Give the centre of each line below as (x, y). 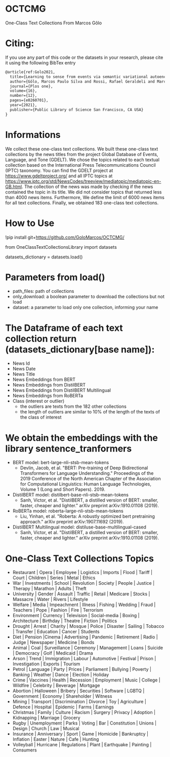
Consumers (25, 750)
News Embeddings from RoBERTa (48, 396)
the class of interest (41, 417)
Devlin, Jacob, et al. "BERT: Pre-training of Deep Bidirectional (84, 468)
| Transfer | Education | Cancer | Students (56, 632)
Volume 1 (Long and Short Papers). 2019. (62, 489)
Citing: (20, 43)
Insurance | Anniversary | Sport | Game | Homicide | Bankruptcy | (80, 734)
